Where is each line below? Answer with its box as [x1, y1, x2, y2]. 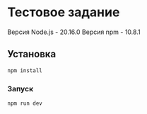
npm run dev [7, 100, 42, 107]
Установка [7, 48, 57, 60]
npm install [7, 67, 42, 74]
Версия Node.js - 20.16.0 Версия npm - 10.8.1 [7, 28, 141, 36]
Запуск [7, 84, 34, 93]
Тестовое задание [7, 4, 120, 21]
